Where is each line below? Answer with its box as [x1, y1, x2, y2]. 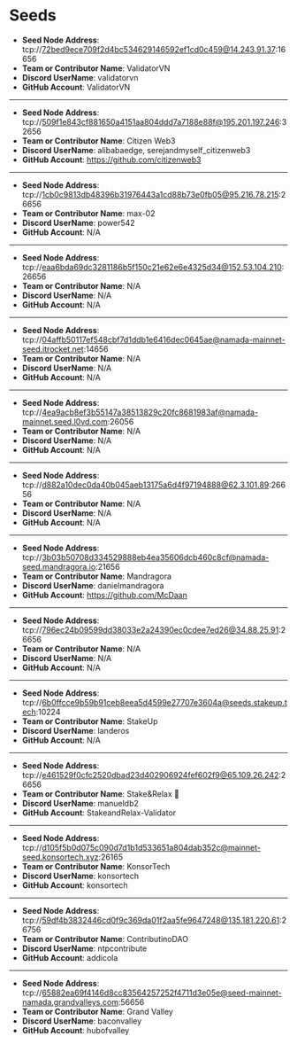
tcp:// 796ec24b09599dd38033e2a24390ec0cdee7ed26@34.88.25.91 [21, 624, 279, 635]
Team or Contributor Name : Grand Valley [21, 1006, 174, 1017]
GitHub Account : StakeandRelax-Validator [21, 807, 177, 818]
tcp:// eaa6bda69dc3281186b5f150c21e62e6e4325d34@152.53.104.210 [21, 261, 283, 272]
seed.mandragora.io [21, 561, 96, 572]
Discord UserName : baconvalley [21, 1016, 142, 1026]
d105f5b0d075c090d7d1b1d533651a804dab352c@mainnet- [41, 842, 261, 853]
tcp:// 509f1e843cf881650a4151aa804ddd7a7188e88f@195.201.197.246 [21, 116, 280, 127]
